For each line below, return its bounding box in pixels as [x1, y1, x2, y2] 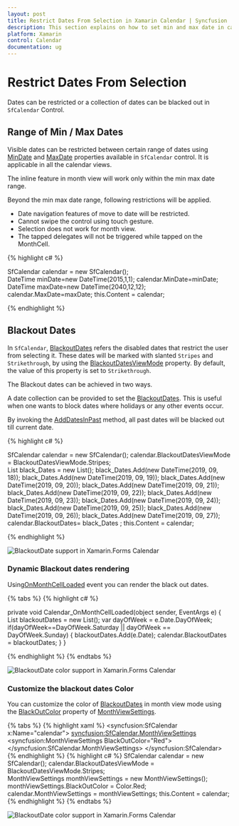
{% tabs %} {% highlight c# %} [7, 593, 99, 603]
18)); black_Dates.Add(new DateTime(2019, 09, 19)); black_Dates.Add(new [7, 473, 225, 481]
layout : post [7, 10, 46, 18]
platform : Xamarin [7, 30, 62, 38]
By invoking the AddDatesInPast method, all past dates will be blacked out [7, 415, 225, 424]
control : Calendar [7, 37, 62, 44]
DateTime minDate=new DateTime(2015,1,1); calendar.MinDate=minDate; [7, 275, 218, 283]
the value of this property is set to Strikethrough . [7, 366, 152, 374]
